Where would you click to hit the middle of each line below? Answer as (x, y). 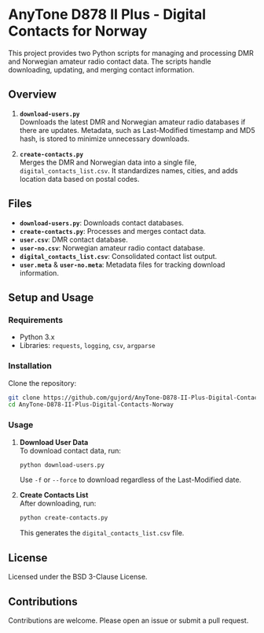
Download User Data (54, 442)
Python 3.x (37, 337)
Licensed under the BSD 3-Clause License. (78, 577)
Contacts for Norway (78, 31)
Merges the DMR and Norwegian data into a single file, (108, 162)
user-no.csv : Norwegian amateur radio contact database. (112, 248)
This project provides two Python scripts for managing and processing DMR (131, 53)
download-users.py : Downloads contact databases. (102, 223)
